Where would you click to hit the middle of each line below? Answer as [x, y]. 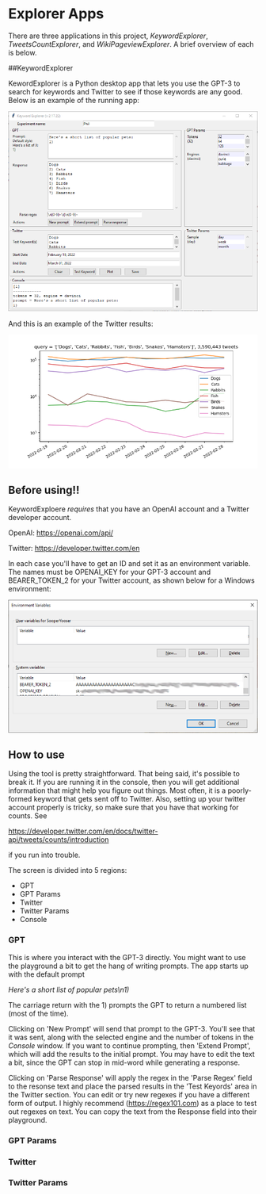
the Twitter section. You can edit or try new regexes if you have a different [129, 1094]
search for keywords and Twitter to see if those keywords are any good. [125, 91]
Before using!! [44, 490]
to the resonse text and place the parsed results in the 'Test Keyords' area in [133, 1086]
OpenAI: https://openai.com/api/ [61, 533]
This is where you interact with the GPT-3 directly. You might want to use [127, 957]
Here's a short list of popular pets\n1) [69, 989]
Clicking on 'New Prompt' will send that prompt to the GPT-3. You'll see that [132, 1028]
